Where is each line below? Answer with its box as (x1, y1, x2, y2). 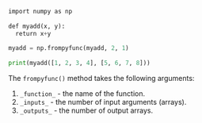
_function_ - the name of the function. (19, 89, 146, 98)
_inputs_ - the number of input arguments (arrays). (19, 98, 187, 106)
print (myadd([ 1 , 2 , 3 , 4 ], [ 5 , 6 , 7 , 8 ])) (8, 60, 151, 67)
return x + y (15, 29, 51, 37)
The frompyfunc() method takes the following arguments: (8, 74, 195, 83)
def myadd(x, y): (8, 22, 66, 30)
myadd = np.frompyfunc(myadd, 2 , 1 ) (8, 44, 129, 52)
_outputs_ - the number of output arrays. (19, 106, 153, 115)
